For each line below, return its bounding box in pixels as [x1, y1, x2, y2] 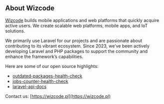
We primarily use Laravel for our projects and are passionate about [5, 37, 143, 43]
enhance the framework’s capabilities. [5, 53, 83, 59]
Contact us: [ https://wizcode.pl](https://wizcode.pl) [5, 93, 111, 99]
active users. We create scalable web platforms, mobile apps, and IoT [5, 22, 148, 28]
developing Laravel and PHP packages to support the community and [5, 48, 148, 54]
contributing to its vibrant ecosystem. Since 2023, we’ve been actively [5, 42, 150, 49]
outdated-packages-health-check [12, 72, 83, 79]
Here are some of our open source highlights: [5, 63, 99, 69]
